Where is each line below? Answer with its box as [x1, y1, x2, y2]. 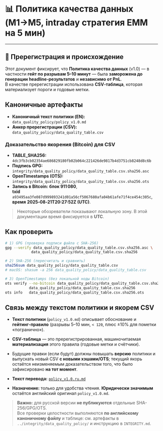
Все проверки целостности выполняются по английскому [16, 410, 139, 416]
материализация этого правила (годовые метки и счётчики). [12, 341, 140, 347]
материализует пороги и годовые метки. [5, 86, 90, 92]
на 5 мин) [5, 27, 46, 39]
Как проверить [5, 228, 53, 236]
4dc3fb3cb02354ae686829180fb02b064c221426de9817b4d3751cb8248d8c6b [12, 158, 151, 163]
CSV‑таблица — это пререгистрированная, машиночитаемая [12, 336, 141, 342]
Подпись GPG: [12, 162, 43, 168]
